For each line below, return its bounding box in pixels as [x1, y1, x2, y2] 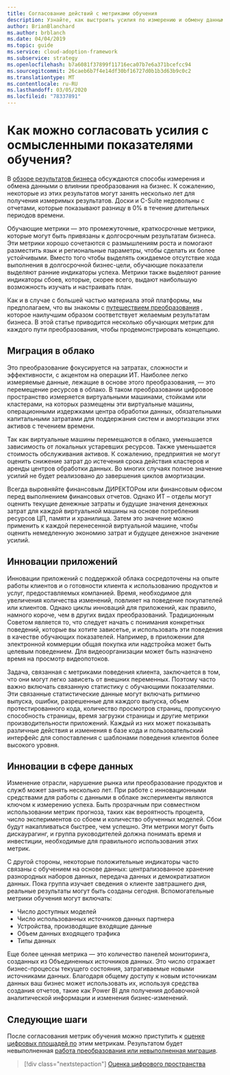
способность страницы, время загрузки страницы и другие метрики [7, 712, 209, 720]
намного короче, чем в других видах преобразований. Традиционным [7, 611, 214, 619]
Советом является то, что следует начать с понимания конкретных [7, 618, 205, 626]
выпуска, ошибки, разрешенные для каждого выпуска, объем [7, 697, 190, 705]
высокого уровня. [7, 740, 60, 749]
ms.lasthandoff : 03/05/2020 [7, 87, 88, 93]
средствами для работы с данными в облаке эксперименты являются [7, 793, 214, 802]
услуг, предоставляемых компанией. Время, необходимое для [7, 589, 192, 597]
